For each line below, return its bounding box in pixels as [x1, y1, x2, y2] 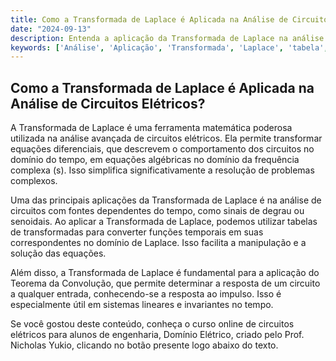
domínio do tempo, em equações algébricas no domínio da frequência [10, 154, 300, 166]
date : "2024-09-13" [10, 24, 92, 34]
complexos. [10, 175, 58, 187]
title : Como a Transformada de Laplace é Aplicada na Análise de [10, 14, 288, 25]
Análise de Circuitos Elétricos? [10, 95, 206, 112]
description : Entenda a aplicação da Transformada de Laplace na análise [10, 33, 325, 43]
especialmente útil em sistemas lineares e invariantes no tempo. [10, 299, 274, 311]
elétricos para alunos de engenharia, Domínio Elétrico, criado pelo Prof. [10, 329, 305, 341]
